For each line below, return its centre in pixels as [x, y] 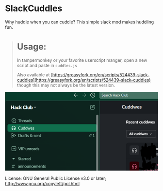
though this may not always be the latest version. [66, 85]
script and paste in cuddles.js [47, 65]
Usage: [32, 47]
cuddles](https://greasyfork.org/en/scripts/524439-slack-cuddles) [84, 80]
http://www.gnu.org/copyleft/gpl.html [42, 184]
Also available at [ [35, 75]
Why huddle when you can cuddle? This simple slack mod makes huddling [80, 22]
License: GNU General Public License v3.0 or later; [56, 178]
